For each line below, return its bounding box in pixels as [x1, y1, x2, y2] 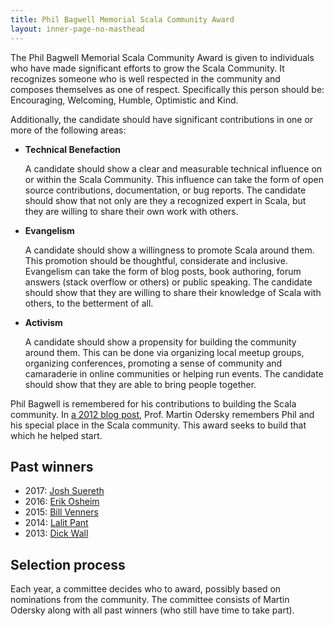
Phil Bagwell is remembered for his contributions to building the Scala [10, 397, 297, 410]
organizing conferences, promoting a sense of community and [24, 357, 283, 369]
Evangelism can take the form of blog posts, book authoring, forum [24, 265, 302, 277]
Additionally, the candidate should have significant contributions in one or [10, 113, 314, 125]
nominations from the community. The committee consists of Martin [10, 594, 290, 606]
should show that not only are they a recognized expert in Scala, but [24, 194, 307, 206]
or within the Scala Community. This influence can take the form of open [24, 173, 324, 185]
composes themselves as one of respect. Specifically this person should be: [10, 83, 325, 95]
